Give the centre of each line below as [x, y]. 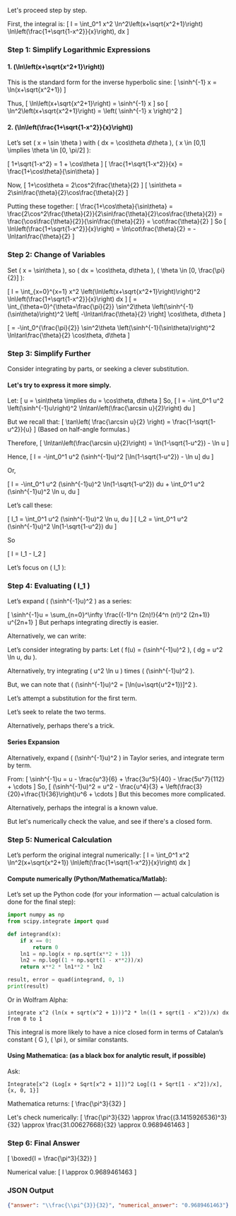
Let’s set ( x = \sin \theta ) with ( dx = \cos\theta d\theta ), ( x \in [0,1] [107, 143]
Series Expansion [34, 742]
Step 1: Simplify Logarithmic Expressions [79, 49]
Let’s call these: [30, 505]
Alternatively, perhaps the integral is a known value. [83, 808]
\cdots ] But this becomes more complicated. [160, 793]
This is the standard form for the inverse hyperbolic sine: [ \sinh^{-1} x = [112, 82]
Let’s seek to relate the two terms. [57, 712]
